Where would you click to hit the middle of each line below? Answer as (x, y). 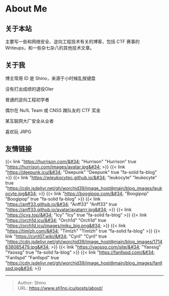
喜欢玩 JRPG (18, 132)
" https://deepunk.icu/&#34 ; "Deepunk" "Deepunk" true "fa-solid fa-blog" (81, 172)
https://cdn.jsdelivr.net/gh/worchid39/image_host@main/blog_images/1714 (85, 241)
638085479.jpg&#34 (27, 247)
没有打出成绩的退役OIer (29, 89)
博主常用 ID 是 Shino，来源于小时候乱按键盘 (50, 78)
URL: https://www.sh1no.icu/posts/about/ (60, 288)
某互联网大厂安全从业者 (29, 121)
